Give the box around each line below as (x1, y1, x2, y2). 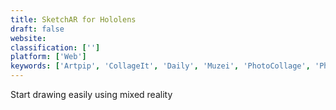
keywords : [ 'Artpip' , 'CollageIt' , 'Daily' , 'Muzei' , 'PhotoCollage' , (10, 61, 311, 71)
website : (10, 33, 47, 43)
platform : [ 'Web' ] (10, 52, 87, 62)
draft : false (10, 24, 65, 34)
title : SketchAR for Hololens (10, 14, 137, 25)
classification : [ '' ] (10, 42, 101, 53)
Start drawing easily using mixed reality (10, 89, 173, 100)
